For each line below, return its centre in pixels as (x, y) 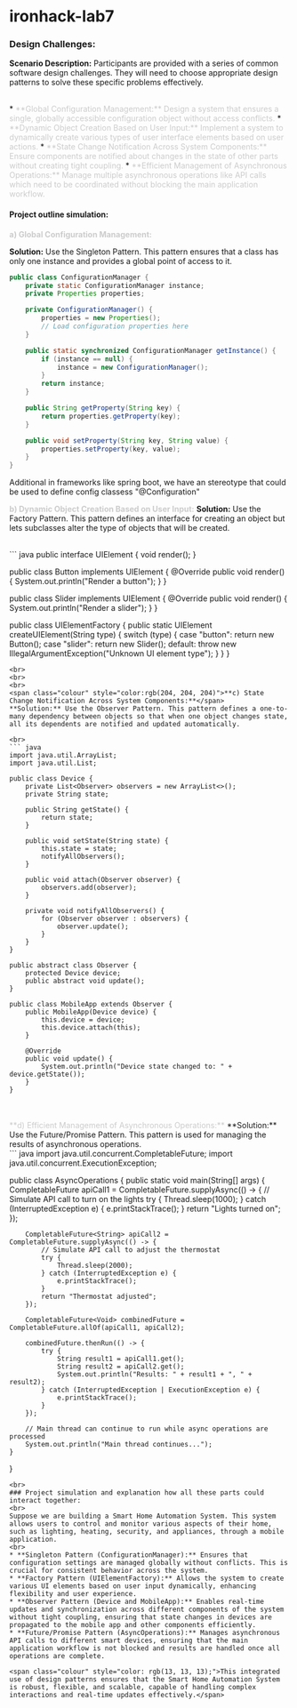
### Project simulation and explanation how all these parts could (137, 1493)
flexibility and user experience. (73, 1594)
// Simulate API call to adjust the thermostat (131, 1250)
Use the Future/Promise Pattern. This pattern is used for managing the (138, 1135)
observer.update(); (92, 926)
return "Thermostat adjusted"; (99, 1297)
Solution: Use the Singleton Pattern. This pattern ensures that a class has (144, 252)
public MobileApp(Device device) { (91, 1012)
